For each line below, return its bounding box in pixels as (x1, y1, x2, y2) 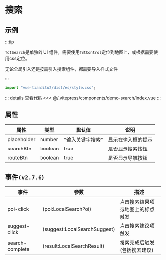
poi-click (7, 205, 29, 212)
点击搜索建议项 (120, 223, 155, 229)
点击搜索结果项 (120, 198, 155, 205)
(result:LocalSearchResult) (42, 242, 105, 249)
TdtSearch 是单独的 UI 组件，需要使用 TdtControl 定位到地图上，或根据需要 (5, 49, 154, 55)
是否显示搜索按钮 (108, 145, 148, 152)
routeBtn (7, 154, 28, 161)
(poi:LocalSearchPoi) (42, 205, 92, 212)
